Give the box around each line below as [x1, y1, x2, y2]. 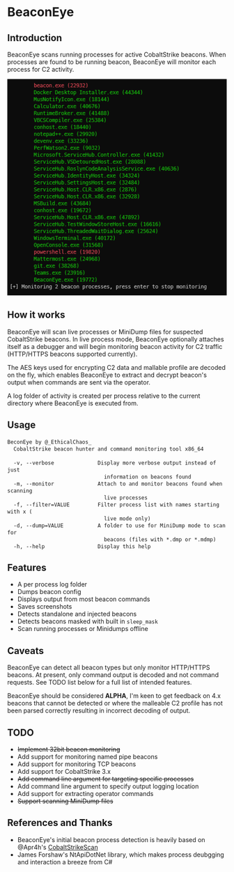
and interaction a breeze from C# [17, 857, 113, 866]
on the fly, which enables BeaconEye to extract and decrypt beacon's [7, 371, 208, 379]
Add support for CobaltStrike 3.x [17, 768, 111, 776]
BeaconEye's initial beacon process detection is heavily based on [17, 835, 205, 843]
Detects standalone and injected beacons [17, 610, 137, 618]
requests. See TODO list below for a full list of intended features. [7, 678, 192, 687]
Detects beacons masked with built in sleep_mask [17, 617, 158, 625]
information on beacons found [103, 473, 192, 481]
